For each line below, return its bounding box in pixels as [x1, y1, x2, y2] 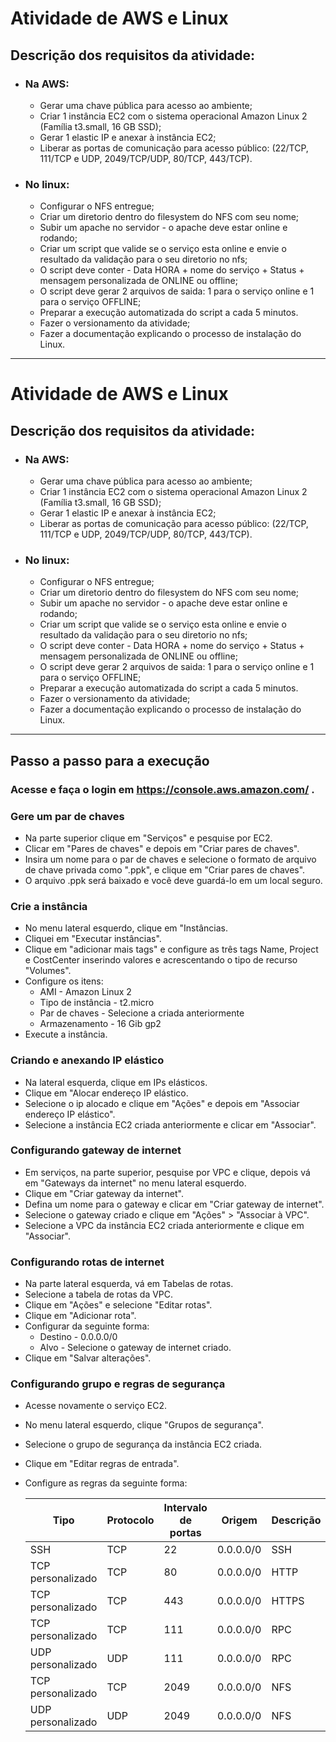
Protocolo [106, 1513, 155, 1527]
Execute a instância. [24, 1028, 108, 1041]
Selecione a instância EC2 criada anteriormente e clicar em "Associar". [24, 1118, 317, 1131]
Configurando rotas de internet [10, 1255, 165, 1269]
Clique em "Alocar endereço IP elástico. [24, 1087, 189, 1099]
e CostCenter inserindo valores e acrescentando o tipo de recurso [24, 954, 298, 966]
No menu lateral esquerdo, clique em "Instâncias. [24, 922, 228, 934]
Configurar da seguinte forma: [24, 1320, 150, 1332]
